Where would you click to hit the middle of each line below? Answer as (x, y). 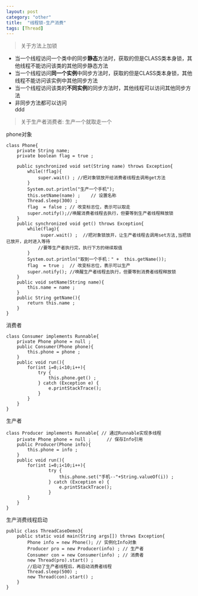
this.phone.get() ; (72, 378)
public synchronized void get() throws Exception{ (80, 224)
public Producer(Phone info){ (54, 445)
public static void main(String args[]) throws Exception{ (91, 536)
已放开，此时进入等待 (28, 242)
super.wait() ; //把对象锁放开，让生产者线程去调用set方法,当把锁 (116, 235)
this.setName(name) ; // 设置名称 (72, 196)
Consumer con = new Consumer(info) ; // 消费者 (86, 555)
